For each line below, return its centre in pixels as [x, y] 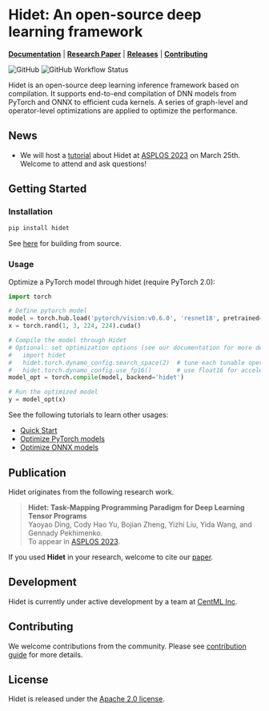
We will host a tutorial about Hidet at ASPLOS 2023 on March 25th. [130, 155]
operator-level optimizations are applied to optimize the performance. [123, 111]
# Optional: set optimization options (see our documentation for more [130, 347]
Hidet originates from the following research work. [91, 491]
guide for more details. [46, 654]
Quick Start [38, 430]
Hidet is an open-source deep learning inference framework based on [124, 85]
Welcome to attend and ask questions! [83, 164]
